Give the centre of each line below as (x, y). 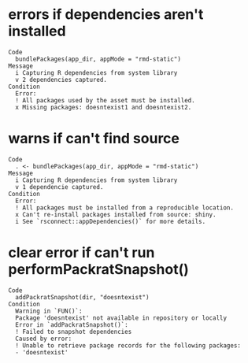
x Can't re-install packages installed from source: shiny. (116, 214)
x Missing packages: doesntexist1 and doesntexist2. (104, 107)
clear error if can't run (81, 253)
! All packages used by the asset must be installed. (105, 100)
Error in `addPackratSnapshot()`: (72, 324)
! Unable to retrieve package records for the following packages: (128, 345)
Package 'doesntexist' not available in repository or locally (121, 318)
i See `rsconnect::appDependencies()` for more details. (111, 221)
